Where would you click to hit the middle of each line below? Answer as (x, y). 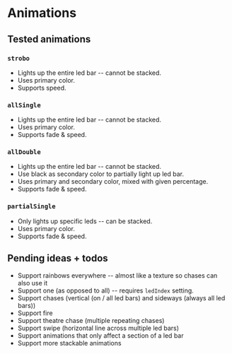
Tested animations (49, 39)
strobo (19, 58)
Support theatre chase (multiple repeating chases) (91, 320)
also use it (33, 283)
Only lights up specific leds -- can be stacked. (85, 221)
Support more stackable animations (69, 343)
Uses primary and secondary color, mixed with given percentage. (113, 182)
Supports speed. (42, 88)
